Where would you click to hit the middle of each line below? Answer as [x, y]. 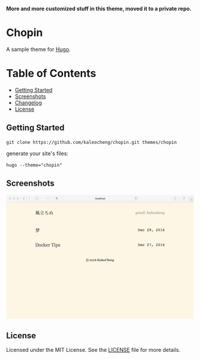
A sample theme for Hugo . [38, 49]
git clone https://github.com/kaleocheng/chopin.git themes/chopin [92, 142]
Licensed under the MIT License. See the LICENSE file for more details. [93, 350]
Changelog [28, 102]
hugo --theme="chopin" [34, 165]
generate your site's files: [37, 153]
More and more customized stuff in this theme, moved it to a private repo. [99, 9]
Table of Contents [51, 73]
